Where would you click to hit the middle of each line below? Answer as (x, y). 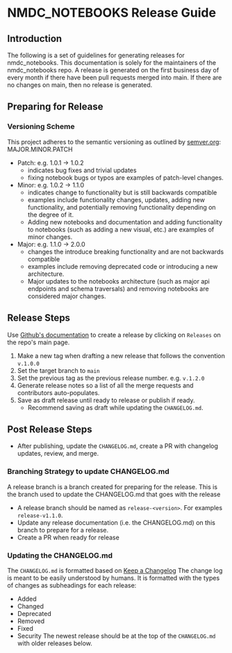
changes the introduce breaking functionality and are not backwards (126, 252)
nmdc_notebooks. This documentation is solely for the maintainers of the (112, 63)
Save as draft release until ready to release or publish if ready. (106, 400)
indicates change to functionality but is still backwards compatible (122, 192)
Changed (30, 606)
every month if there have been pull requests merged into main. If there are (115, 77)
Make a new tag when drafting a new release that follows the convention (121, 355)
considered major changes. (67, 296)
